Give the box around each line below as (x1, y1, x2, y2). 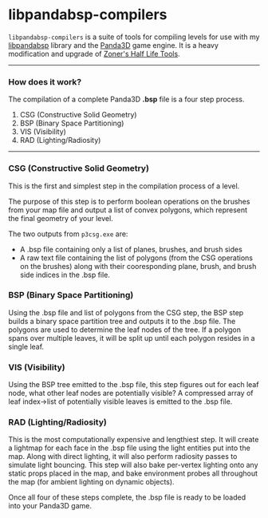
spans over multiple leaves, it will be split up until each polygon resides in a (8, 333, 255, 342)
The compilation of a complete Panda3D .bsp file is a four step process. (8, 94, 245, 105)
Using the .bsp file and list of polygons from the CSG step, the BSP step (8, 307, 244, 317)
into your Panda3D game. (8, 501, 93, 511)
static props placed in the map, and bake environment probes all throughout (8, 469, 258, 478)
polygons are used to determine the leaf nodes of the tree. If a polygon (8, 325, 242, 334)
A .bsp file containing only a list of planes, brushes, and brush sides (19, 244, 243, 254)
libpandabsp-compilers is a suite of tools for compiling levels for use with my (8, 32, 260, 42)
